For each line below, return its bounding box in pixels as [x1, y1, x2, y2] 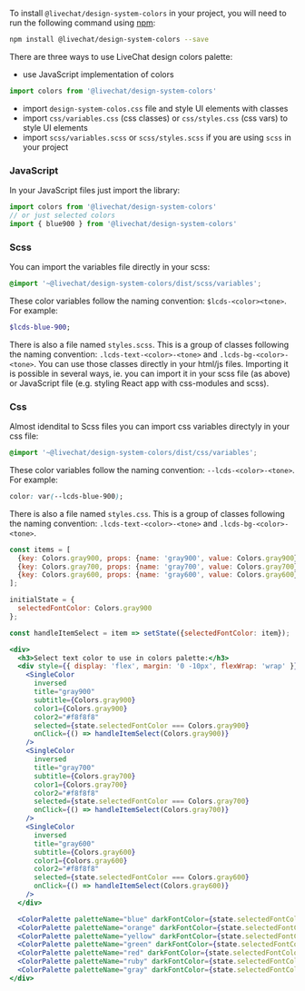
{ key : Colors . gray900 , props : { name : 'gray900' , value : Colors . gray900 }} [17, 553, 302, 562]
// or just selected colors [9, 211, 116, 220]
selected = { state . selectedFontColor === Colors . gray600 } [33, 873, 250, 882]
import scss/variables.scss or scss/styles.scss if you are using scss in [22, 132, 292, 143]
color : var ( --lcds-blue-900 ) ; [9, 491, 124, 500]
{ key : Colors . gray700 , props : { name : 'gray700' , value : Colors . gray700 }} [17, 562, 302, 571]
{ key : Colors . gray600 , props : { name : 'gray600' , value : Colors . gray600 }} [17, 570, 302, 580]
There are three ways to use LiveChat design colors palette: [9, 51, 233, 62]
